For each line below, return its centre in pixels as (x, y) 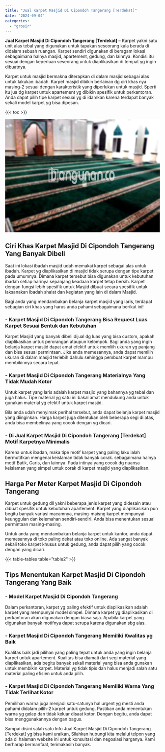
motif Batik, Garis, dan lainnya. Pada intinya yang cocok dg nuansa (72, 463)
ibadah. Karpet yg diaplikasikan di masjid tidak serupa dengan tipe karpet (79, 271)
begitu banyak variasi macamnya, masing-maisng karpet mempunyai (75, 514)
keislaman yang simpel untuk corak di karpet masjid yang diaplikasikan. (77, 468)
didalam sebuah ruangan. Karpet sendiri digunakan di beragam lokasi (75, 51)
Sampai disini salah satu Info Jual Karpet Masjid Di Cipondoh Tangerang (78, 728)
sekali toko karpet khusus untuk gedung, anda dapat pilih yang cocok (75, 544)
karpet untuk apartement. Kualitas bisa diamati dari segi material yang (76, 658)
